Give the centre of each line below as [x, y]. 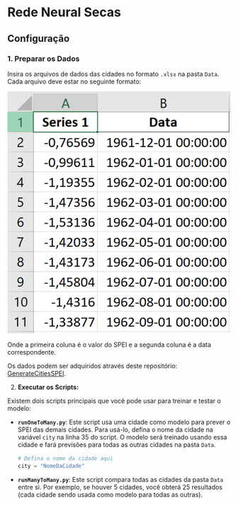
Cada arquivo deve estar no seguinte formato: [74, 81]
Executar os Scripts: [48, 387]
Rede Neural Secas [64, 12]
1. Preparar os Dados [44, 59]
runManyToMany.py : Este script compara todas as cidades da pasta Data [120, 479]
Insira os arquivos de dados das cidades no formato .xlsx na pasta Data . [113, 74]
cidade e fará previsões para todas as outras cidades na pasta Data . [117, 445]
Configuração [39, 39]
